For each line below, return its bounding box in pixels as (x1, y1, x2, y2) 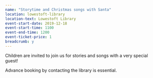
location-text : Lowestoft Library (5, 16, 76, 21)
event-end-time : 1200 (5, 30, 50, 35)
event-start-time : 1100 (5, 26, 54, 30)
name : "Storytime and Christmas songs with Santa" (5, 7, 112, 12)
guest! (5, 57, 18, 64)
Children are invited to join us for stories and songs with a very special (5, 52, 148, 58)
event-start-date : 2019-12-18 (5, 21, 68, 26)
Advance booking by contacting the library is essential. (5, 67, 117, 73)
